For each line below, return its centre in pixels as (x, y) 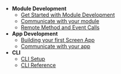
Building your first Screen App (58, 40)
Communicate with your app (55, 46)
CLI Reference (38, 65)
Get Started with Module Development (68, 15)
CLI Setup (33, 59)
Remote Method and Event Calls (60, 27)
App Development (35, 34)
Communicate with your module (60, 21)
